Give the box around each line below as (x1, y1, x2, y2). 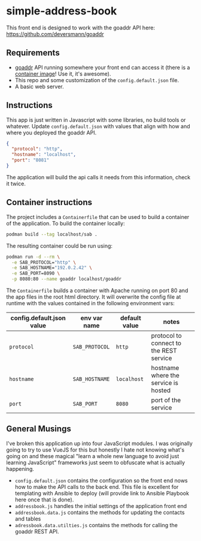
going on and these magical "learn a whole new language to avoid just (6, 452, 179, 459)
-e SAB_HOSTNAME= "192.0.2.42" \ (11, 265, 93, 271)
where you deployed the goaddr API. (6, 129, 97, 136)
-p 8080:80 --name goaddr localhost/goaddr (11, 276, 121, 282)
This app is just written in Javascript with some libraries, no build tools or (6, 116, 187, 124)
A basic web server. (14, 83, 64, 90)
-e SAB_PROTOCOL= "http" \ (11, 259, 77, 265)
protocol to (151, 332, 182, 339)
